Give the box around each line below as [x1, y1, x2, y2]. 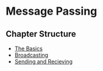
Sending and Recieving [14, 58, 73, 65]
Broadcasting [14, 51, 49, 59]
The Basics [14, 45, 43, 52]
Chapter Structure [5, 29, 77, 39]
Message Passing [5, 4, 98, 18]
